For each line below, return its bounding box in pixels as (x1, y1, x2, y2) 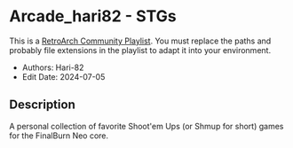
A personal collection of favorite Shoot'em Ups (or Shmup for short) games (9, 121, 284, 131)
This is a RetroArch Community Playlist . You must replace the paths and (9, 35, 272, 46)
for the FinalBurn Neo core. (9, 130, 109, 141)
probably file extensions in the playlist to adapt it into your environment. (9, 44, 272, 55)
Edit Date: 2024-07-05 (21, 71, 106, 82)
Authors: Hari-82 (21, 62, 84, 73)
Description (9, 97, 75, 113)
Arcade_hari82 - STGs (9, 6, 177, 27)
